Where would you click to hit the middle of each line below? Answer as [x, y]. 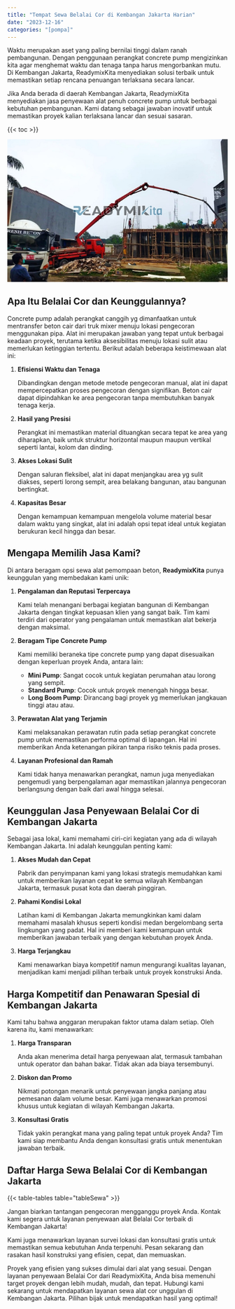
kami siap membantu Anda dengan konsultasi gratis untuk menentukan [120, 1141]
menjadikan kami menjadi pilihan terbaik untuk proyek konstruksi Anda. [120, 972]
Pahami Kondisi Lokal [49, 902]
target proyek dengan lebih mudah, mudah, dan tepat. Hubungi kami [106, 1283]
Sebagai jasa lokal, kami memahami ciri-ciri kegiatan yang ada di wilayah [112, 839]
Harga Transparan [44, 1043]
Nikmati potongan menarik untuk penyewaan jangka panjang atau [112, 1091]
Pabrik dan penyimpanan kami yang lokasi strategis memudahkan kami [120, 873]
